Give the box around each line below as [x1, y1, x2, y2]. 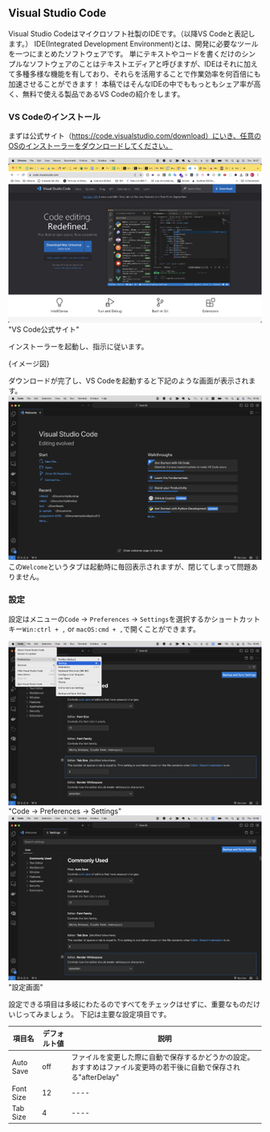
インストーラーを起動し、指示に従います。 [8, 341, 149, 351]
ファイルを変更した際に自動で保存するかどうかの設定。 [71, 1052, 255, 1061]
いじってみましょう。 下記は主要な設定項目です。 [8, 1009, 171, 1019]
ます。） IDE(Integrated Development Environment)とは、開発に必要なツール [8, 39, 259, 48]
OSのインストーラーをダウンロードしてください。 [8, 141, 173, 151]
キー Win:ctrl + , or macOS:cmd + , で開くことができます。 [8, 624, 201, 634]
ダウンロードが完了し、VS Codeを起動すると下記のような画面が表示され [8, 376, 249, 385]
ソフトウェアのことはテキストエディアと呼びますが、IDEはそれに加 [29, 59, 252, 68]
